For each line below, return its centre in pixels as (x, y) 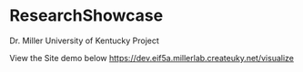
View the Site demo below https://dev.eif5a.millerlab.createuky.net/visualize (151, 58)
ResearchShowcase (86, 16)
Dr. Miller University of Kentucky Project (84, 40)
